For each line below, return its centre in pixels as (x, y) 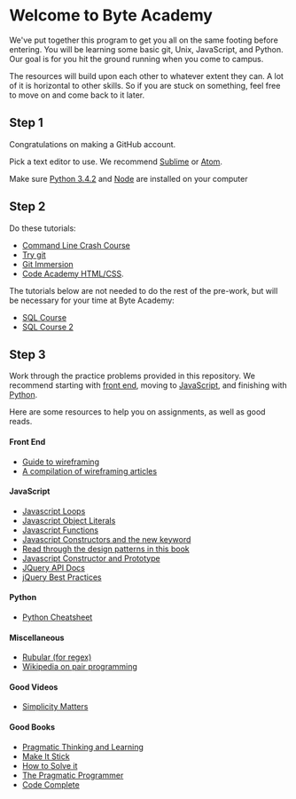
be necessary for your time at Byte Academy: (92, 300)
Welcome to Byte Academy (111, 16)
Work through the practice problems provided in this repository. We (132, 376)
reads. (21, 422)
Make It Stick (46, 756)
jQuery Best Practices (62, 577)
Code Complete (51, 784)
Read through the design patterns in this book (105, 549)
